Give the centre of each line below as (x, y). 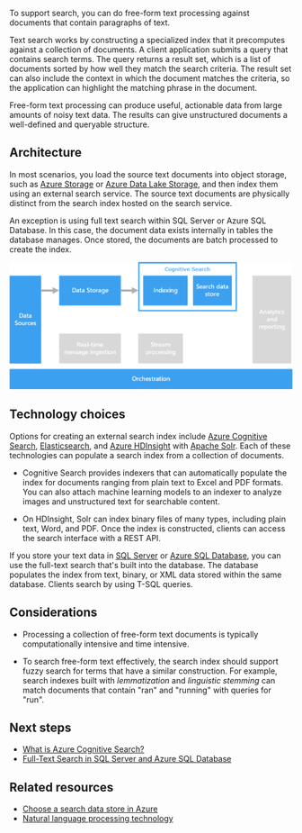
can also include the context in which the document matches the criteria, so (150, 78)
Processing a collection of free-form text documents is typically (140, 634)
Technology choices (67, 415)
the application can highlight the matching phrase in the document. (133, 88)
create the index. (40, 249)
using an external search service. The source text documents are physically (150, 194)
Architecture (46, 153)
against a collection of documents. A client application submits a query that (149, 50)
